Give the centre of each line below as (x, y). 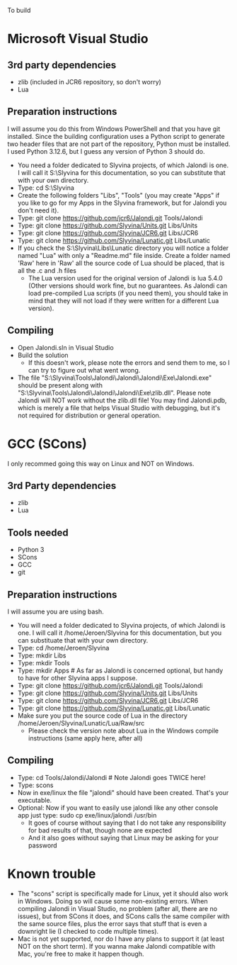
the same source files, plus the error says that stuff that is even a (112, 923)
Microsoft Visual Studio (78, 39)
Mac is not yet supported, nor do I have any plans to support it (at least (121, 939)
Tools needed (38, 532)
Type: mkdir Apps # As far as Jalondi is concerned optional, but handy (120, 670)
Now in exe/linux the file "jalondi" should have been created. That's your (123, 792)
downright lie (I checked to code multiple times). (88, 931)
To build (19, 10)
